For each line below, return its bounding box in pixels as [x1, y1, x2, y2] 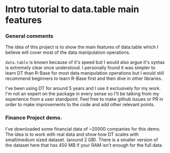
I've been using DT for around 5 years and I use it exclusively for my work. [5, 85, 161, 91]
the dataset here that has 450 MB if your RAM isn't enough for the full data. [5, 142, 163, 148]
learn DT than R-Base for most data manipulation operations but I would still [5, 70, 164, 76]
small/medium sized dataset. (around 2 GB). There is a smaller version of [5, 136, 158, 143]
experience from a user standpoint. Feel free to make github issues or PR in [5, 96, 164, 102]
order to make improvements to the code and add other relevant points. [5, 102, 155, 108]
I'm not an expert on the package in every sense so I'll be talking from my [5, 90, 159, 97]
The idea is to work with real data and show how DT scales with [5, 131, 139, 137]
